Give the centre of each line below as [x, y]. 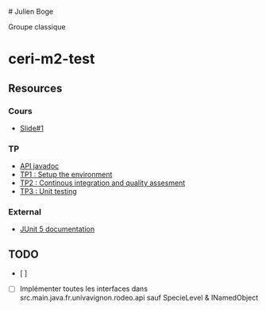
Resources [35, 88]
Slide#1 [31, 128]
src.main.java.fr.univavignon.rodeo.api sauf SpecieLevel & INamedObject [139, 298]
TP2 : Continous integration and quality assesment [102, 183]
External [25, 212]
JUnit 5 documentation [57, 229]
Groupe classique [37, 27]
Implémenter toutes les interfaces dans [84, 289]
